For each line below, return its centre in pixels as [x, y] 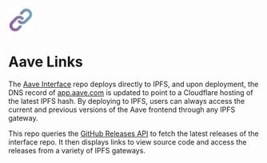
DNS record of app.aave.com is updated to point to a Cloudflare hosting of [131, 92]
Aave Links [46, 62]
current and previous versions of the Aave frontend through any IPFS [122, 109]
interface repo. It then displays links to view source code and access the [128, 141]
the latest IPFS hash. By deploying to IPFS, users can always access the [127, 101]
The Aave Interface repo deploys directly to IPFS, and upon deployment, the [133, 84]
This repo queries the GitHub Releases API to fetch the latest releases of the [133, 133]
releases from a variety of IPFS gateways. [77, 150]
